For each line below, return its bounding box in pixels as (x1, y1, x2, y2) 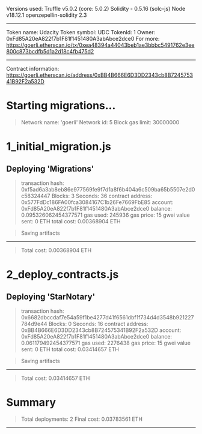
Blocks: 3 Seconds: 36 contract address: (51, 192, 153, 199)
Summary (6, 396, 56, 409)
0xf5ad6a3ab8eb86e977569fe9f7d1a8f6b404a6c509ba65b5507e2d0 (20, 185, 195, 193)
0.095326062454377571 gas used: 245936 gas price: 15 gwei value (20, 211, 191, 219)
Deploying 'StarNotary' (6, 291, 95, 302)
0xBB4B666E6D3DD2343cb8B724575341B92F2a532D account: (20, 327, 182, 334)
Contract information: (6, 65, 60, 72)
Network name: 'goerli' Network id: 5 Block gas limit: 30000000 (20, 118, 180, 125)
